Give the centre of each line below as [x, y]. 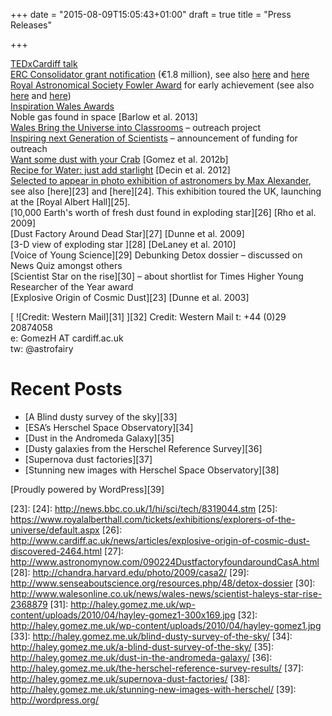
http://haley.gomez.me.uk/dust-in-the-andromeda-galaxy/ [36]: [141, 657]
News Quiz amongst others [66, 265]
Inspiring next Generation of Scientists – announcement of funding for [154, 138]
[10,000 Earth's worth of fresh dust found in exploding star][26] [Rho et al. [163, 212]
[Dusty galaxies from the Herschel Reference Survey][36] [143, 448]
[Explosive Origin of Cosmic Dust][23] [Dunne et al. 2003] [130, 297]
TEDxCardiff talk [44, 63]
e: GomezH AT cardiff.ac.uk [67, 338]
